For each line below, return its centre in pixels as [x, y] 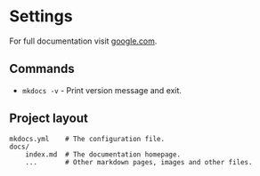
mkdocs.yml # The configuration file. [87, 139]
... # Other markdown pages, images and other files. [139, 162]
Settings [41, 16]
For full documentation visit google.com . [83, 41]
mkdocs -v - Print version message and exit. [102, 90]
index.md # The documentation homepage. [103, 154]
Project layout [49, 119]
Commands [42, 69]
